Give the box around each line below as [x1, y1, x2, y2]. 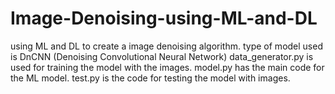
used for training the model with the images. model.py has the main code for [10, 61, 325, 73]
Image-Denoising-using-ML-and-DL [10, 7, 318, 30]
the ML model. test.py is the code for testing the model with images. [10, 72, 291, 84]
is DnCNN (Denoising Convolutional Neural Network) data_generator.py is [10, 50, 314, 62]
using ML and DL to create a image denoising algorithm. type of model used [10, 40, 323, 52]
